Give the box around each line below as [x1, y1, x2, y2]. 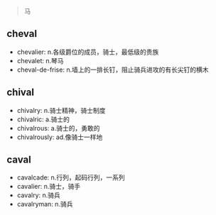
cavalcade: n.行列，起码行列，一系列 [16, 173, 125, 182]
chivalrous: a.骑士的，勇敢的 [16, 123, 100, 132]
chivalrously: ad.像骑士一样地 [16, 133, 103, 141]
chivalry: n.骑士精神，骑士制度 [16, 106, 106, 114]
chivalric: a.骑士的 [16, 115, 70, 123]
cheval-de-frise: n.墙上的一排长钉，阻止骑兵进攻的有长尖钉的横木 [16, 65, 209, 74]
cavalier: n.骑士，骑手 [16, 182, 81, 191]
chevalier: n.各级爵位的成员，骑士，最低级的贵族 [16, 48, 159, 56]
